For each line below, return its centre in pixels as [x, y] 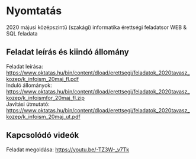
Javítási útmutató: [28, 104]
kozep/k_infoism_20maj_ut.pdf [44, 116]
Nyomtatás [34, 11]
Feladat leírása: [25, 66]
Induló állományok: [29, 85]
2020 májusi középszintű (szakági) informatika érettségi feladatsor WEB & [97, 27]
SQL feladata [22, 33]
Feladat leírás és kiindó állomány [68, 52]
